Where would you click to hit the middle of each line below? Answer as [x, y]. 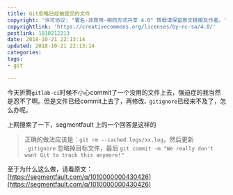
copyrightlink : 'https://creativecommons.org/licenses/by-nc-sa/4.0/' [112, 26]
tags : [15, 59]
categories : [24, 53]
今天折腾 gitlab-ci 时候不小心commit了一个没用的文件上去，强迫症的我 [108, 92]
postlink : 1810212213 [39, 33]
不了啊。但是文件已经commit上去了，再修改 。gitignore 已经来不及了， [120, 101]
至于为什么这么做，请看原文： [50, 169]
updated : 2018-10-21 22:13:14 [51, 46]
